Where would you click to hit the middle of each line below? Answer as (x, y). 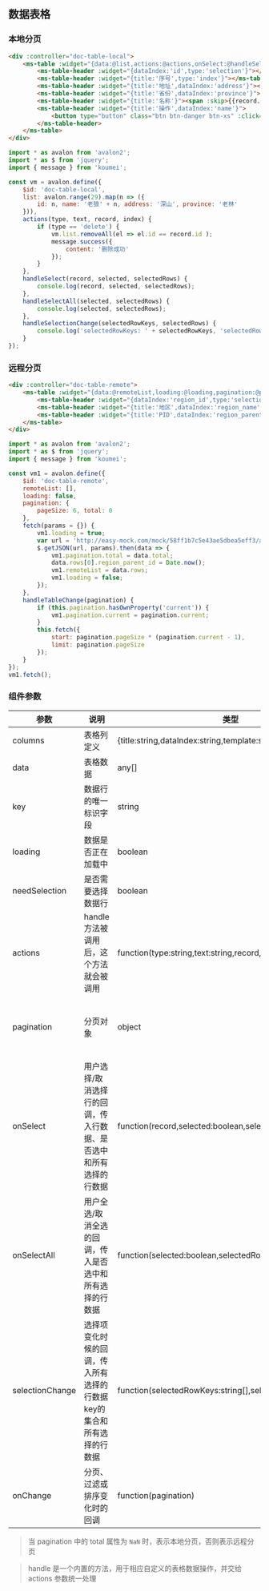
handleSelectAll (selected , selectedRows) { (96, 301)
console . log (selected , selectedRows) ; (102, 308)
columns (28, 740)
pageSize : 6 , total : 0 (75, 511)
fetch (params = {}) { (58, 526)
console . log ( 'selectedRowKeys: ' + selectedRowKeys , (127, 331)
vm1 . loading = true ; (71, 533)
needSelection (39, 890)
